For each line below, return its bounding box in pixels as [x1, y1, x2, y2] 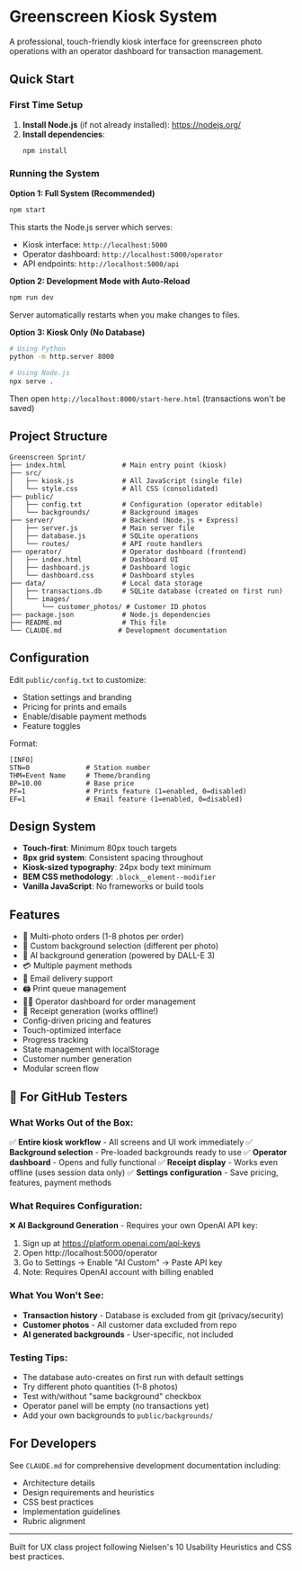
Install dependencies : [22, 129, 105, 139]
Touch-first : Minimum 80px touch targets [22, 843, 178, 854]
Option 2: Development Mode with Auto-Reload [9, 275, 191, 286]
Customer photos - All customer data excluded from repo [22, 1319, 237, 1330]
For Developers [9, 1436, 97, 1451]
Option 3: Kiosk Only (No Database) [9, 327, 146, 337]
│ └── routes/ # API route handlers [9, 539, 203, 548]
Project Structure [9, 429, 108, 444]
